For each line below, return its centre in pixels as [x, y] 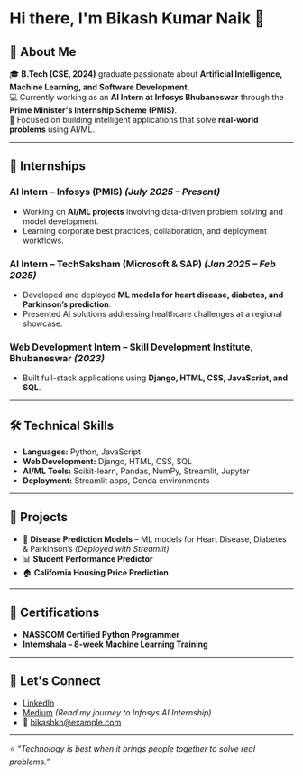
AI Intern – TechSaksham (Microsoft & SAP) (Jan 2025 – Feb [143, 264]
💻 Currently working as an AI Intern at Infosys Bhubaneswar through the [147, 97]
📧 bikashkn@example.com [72, 722]
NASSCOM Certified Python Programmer [101, 634]
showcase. [42, 323]
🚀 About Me [43, 52]
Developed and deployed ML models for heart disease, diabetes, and [153, 295]
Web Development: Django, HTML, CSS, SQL [107, 462]
